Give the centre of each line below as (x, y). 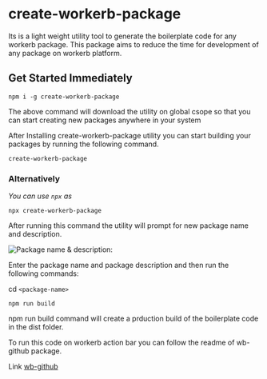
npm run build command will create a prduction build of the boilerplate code (133, 319)
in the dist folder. (36, 327)
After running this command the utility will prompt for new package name (129, 225)
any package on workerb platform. (65, 53)
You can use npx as (40, 196)
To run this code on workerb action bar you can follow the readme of (122, 343)
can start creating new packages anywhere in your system (105, 120)
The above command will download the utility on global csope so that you (130, 111)
